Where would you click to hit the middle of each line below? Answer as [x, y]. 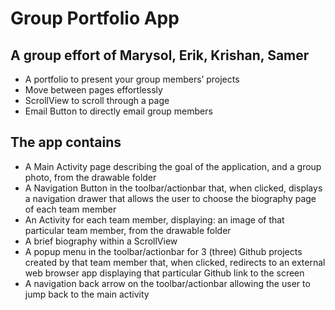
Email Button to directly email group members [118, 111]
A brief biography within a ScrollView [101, 241]
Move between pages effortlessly [93, 90]
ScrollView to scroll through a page [97, 100]
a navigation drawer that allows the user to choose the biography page [170, 198]
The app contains [66, 142]
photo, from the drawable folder [90, 177]
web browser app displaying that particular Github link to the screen [164, 273]
